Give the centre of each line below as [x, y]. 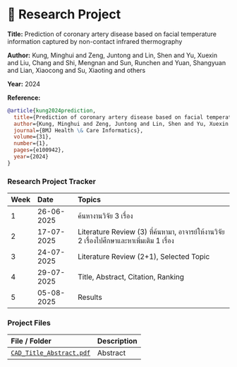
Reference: [24, 98]
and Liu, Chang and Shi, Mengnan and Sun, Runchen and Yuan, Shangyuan [117, 62]
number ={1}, [31, 144]
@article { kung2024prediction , [52, 110]
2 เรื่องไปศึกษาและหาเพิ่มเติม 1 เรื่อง [126, 241]
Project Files [29, 323]
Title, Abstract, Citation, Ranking [131, 277]
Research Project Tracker [52, 181]
